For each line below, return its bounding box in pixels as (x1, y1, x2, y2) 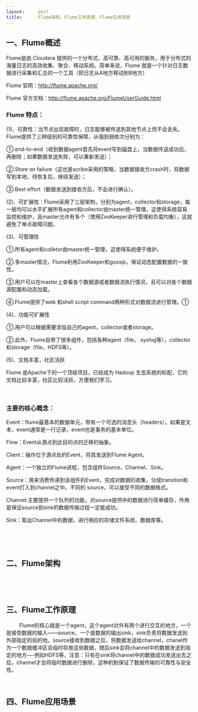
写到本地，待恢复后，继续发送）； (6, 173, 87, 180)
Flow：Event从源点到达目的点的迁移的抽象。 (6, 438, 115, 446)
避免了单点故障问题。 (6, 220, 58, 227)
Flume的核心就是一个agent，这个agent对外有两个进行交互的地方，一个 (19, 621, 191, 629)
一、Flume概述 (6, 37, 61, 47)
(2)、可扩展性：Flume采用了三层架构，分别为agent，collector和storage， (6, 198, 186, 205)
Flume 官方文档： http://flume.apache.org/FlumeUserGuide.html (6, 94, 161, 101)
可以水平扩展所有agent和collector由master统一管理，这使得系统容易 (21, 205, 188, 212)
